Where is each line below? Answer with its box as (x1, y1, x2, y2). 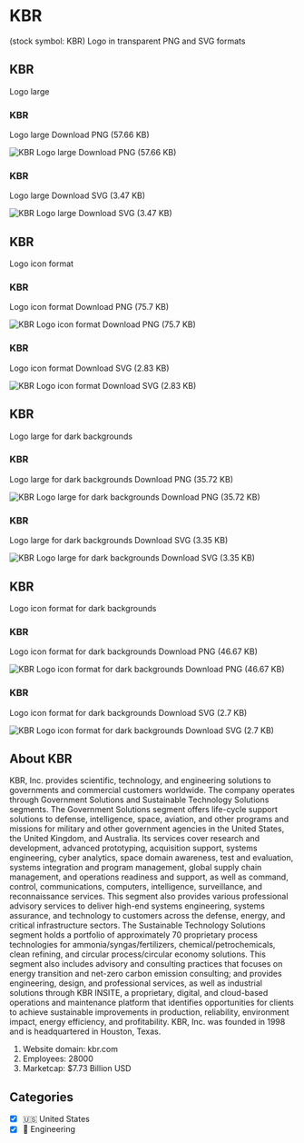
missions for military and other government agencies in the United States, (9, 823, 285, 834)
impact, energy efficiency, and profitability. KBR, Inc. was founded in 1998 (9, 1017, 286, 1028)
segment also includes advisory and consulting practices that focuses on (9, 959, 283, 969)
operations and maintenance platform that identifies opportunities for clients (9, 997, 295, 1009)
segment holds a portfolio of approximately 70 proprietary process (9, 929, 259, 940)
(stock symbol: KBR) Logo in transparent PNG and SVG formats (9, 35, 246, 46)
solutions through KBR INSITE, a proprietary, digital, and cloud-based (9, 988, 269, 999)
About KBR (9, 750, 73, 766)
